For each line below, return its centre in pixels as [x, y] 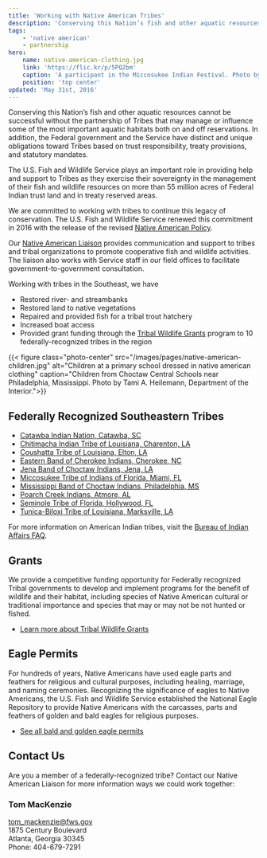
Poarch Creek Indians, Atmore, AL [75, 495]
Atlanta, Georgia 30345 [46, 838]
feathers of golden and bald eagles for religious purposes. [103, 715]
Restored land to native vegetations [78, 308]
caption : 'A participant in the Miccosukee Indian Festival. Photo [136, 75]
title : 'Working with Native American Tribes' [87, 16]
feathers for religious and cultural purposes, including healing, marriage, [127, 681]
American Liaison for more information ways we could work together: [122, 784]
